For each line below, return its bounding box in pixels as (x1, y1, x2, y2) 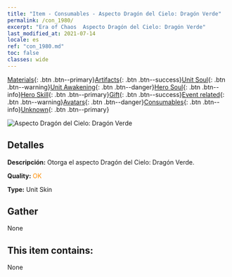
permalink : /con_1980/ (7, 17, 74, 24)
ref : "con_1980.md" (7, 43, 65, 50)
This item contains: (7, 244, 94, 257)
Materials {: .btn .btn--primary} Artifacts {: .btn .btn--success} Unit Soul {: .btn (7, 75, 226, 84)
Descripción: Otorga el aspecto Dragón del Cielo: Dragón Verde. (7, 157, 195, 166)
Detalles (7, 139, 44, 151)
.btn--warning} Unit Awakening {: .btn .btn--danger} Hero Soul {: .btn (7, 82, 201, 91)
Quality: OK (7, 172, 42, 180)
